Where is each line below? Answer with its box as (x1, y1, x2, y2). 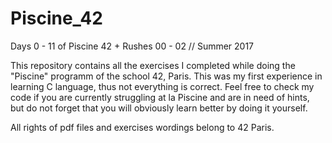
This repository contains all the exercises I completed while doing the (10, 59, 296, 71)
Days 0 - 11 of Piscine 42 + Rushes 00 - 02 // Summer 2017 (10, 40, 255, 52)
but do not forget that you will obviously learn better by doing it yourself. (10, 102, 308, 114)
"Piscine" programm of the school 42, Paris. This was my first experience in (10, 70, 323, 82)
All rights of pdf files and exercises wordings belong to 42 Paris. (10, 121, 275, 133)
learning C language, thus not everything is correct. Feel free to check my (10, 80, 315, 92)
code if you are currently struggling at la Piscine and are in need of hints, (10, 91, 310, 103)
